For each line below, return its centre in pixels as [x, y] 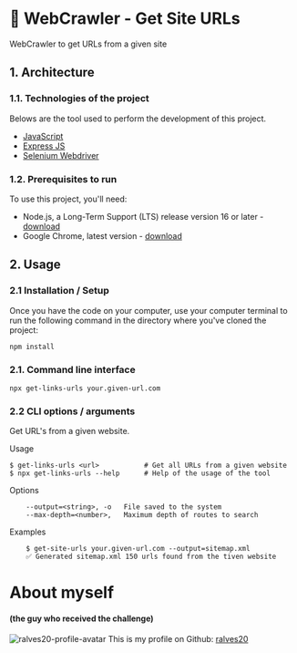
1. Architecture [52, 73]
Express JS [44, 146]
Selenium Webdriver [61, 155]
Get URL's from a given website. [70, 431]
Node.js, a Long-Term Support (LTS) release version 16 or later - [143, 216]
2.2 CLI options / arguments [72, 411]
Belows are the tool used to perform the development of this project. [138, 119]
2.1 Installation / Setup [59, 291]
